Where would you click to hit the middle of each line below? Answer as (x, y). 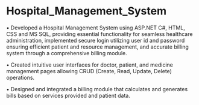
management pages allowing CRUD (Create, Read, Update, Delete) (89, 71)
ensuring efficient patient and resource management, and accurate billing (97, 47)
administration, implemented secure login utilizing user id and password (96, 40)
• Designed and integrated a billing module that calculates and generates (97, 89)
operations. (21, 77)
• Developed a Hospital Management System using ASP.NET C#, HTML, (96, 28)
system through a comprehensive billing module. (67, 53)
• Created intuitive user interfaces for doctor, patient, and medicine (90, 65)
